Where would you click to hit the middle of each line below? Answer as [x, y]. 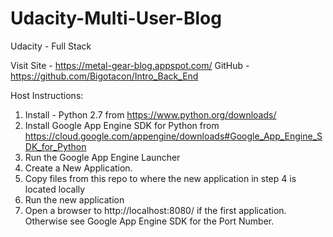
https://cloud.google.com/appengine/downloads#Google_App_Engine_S [173, 136]
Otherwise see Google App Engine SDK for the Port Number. [149, 221]
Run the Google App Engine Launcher [102, 157]
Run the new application [74, 199]
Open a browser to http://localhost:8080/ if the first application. [155, 210]
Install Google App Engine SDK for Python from [122, 125]
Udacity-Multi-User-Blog [116, 18]
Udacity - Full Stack [51, 46]
